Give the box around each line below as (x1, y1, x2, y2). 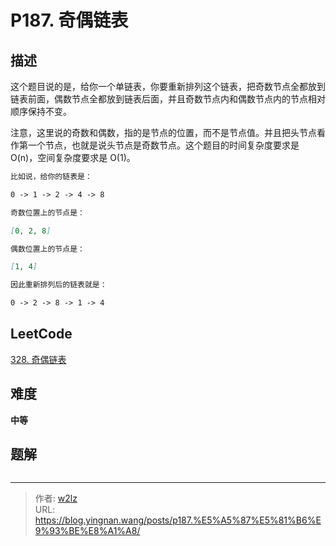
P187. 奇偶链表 (10, 9, 129, 32)
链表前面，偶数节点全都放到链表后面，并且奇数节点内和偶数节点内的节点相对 (10, 93, 326, 105)
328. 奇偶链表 (10, 353, 67, 365)
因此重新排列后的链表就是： (10, 280, 108, 290)
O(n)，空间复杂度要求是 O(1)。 (10, 152, 136, 163)
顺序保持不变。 (10, 106, 72, 117)
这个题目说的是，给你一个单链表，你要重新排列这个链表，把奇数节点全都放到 (10, 81, 326, 92)
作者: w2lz (34, 492, 78, 505)
